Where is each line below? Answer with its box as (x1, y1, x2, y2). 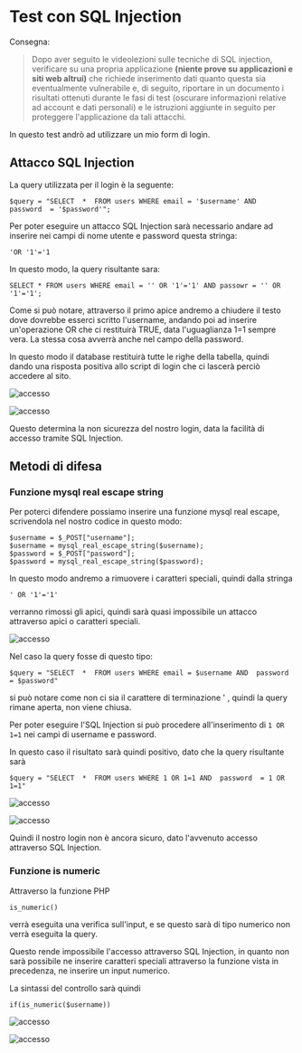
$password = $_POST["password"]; (9, 549, 136, 558)
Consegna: (9, 36, 51, 47)
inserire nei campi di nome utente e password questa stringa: (9, 230, 238, 241)
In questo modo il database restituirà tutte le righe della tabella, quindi (9, 351, 269, 362)
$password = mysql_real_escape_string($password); (9, 557, 204, 566)
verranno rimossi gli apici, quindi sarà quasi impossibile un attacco (9, 606, 258, 617)
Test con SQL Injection (9, 6, 183, 27)
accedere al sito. (9, 370, 71, 381)
